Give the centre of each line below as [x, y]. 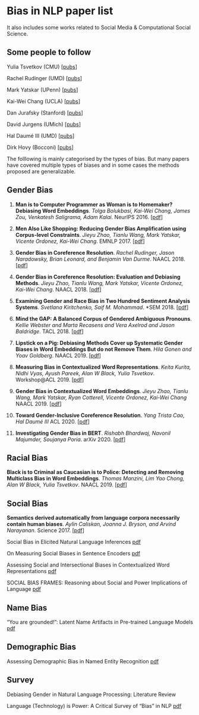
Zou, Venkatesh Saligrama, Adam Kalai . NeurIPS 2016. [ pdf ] [89, 217]
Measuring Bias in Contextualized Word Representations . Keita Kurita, [103, 367]
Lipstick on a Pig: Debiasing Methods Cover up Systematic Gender [99, 343]
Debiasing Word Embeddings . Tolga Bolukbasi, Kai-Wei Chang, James [103, 211]
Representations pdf [32, 571]
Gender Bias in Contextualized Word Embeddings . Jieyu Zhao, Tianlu [102, 391]
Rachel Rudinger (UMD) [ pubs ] [45, 78]
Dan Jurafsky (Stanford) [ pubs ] [45, 113]
